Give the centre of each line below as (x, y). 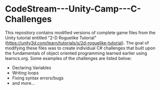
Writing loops (25, 73)
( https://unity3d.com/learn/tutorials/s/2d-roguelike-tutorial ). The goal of (77, 43)
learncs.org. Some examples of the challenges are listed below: (68, 58)
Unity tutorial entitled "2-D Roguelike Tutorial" (51, 38)
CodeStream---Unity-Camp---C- (73, 9)
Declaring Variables (32, 67)
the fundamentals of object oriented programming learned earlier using (76, 53)
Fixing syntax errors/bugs (38, 78)
